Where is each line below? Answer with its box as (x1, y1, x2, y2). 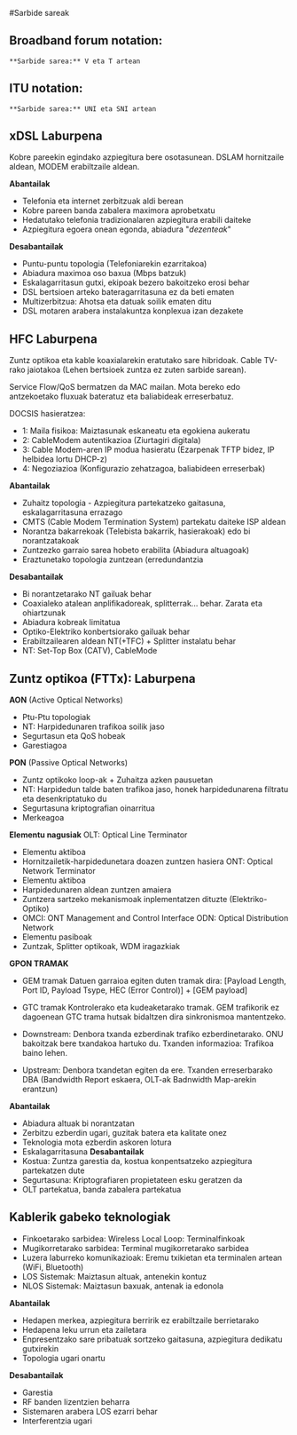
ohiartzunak (21, 607, 66, 618)
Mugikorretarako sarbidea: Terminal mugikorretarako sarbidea (21, 1242, 250, 1253)
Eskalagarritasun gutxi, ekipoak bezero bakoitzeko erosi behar (21, 277, 250, 288)
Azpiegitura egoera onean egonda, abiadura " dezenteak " (21, 224, 232, 234)
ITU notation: (9, 81, 83, 96)
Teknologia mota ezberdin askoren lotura (21, 1137, 172, 1148)
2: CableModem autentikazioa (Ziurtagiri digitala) (21, 435, 201, 446)
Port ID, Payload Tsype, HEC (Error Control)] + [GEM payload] (21, 985, 248, 995)
